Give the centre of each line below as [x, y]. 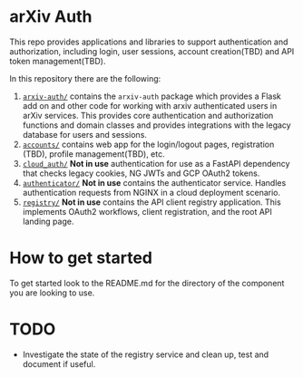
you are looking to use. [52, 293]
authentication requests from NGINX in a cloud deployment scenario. [151, 192]
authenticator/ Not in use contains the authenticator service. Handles [154, 182]
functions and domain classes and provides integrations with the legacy [157, 125]
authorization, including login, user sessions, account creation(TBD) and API [152, 51]
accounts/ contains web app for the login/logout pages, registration [148, 144]
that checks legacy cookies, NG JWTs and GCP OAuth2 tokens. [141, 173]
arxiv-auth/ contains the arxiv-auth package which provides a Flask [151, 96]
